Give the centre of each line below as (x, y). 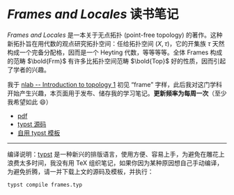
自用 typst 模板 (39, 132)
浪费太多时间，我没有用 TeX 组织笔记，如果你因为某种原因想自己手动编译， (115, 163)
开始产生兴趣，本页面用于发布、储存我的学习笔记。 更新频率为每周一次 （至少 (117, 93)
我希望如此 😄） (30, 102)
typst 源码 (32, 124)
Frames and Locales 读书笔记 (93, 14)
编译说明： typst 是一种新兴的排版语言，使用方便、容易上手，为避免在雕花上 (116, 154)
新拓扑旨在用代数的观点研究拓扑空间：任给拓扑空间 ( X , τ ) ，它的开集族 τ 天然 (116, 43)
